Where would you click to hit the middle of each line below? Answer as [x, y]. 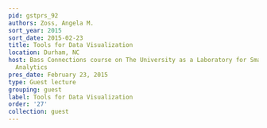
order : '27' [28, 104]
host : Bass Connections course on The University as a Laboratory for [128, 60]
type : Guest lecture [43, 82]
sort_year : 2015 [35, 30]
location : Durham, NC [44, 52]
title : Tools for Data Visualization [71, 45]
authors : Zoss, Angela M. [51, 23]
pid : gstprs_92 [33, 16]
